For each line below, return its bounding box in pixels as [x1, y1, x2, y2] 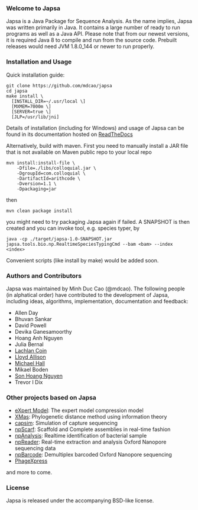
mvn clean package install [6, 208, 73, 214]
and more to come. [6, 469, 53, 476]
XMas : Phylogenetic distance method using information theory [14, 413, 167, 420]
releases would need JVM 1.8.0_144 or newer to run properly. [6, 43, 155, 50]
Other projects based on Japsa [6, 393, 96, 401]
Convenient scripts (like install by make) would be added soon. [6, 256, 159, 264]
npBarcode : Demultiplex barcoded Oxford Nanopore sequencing [14, 451, 173, 458]
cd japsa [6, 88, 28, 94]
